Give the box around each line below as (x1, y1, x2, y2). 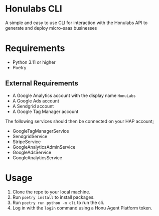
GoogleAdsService (12, 149, 52, 155)
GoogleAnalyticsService (12, 154, 63, 161)
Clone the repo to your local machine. (12, 189, 90, 195)
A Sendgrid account (12, 103, 54, 109)
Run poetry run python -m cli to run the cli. (12, 199, 104, 205)
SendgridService (12, 133, 48, 139)
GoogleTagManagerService (12, 128, 69, 134)
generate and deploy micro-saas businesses (5, 25, 97, 31)
